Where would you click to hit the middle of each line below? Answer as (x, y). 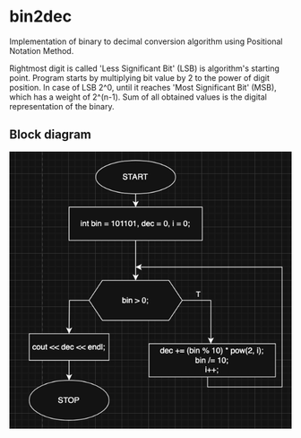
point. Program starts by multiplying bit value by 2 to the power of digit (140, 77)
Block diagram (50, 135)
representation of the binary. (62, 106)
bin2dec (41, 17)
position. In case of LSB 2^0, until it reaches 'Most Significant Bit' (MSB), (143, 87)
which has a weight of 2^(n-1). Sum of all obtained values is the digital (138, 97)
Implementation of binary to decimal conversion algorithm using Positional (146, 41)
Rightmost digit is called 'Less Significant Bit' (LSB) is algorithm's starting (145, 68)
